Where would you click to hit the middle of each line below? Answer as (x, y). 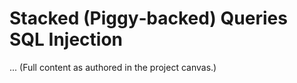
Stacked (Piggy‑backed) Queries (148, 18)
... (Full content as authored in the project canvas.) (113, 67)
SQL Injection (66, 39)
